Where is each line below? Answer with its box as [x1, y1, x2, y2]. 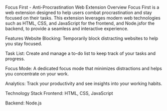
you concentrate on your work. [5, 71, 69, 77]
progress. [5, 56, 25, 62]
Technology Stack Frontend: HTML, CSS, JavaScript [5, 90, 113, 96]
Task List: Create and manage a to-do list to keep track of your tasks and [5, 50, 156, 56]
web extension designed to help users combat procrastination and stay [5, 10, 152, 16]
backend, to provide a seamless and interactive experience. [5, 26, 129, 32]
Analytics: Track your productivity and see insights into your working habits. [5, 80, 162, 86]
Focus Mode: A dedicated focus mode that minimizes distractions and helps [5, 65, 162, 71]
